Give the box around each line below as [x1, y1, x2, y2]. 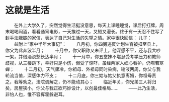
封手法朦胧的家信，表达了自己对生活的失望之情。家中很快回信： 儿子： [5, 35, 152, 41]
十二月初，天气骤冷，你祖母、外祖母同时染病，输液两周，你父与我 [24, 66, 161, 72]
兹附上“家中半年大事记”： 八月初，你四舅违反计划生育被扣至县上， [14, 41, 160, 47]
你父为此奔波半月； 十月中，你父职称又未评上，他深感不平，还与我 [5, 47, 152, 53]
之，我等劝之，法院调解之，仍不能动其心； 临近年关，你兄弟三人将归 [5, 78, 156, 84]
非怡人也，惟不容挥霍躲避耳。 [5, 91, 67, 97]
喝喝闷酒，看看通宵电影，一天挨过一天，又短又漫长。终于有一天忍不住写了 [9, 28, 164, 34]
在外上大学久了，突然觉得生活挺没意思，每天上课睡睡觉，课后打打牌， [14, 22, 159, 28]
